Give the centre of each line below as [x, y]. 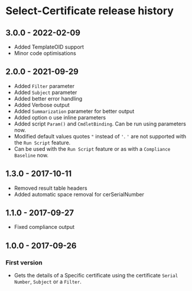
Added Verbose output [42, 105]
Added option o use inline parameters [60, 117]
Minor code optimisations [45, 53]
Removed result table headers [51, 188]
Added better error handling [48, 98]
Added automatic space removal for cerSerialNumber [79, 194]
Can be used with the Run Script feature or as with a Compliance [92, 148]
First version [24, 263]
